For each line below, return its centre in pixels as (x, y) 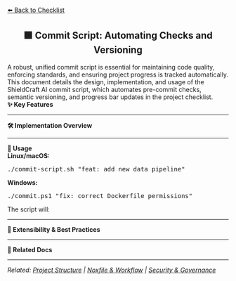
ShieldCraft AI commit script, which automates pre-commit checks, (104, 89)
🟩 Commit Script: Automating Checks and (118, 35)
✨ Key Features (30, 104)
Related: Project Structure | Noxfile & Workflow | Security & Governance (112, 270)
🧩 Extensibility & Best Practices (54, 229)
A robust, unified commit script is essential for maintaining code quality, (111, 67)
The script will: (29, 209)
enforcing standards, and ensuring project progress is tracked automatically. (118, 74)
